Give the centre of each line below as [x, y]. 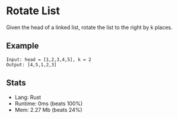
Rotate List [33, 11]
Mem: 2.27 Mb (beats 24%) [48, 110]
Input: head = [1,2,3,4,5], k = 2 [49, 59]
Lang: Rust [28, 97]
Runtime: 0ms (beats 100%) [49, 103]
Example [23, 46]
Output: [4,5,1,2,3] [32, 65]
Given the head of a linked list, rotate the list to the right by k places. [90, 27]
